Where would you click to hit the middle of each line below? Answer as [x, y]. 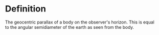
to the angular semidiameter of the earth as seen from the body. [70, 27]
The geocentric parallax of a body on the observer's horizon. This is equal [80, 22]
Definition [26, 9]
